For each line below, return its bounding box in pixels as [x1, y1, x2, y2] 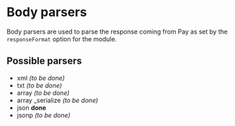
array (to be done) [16, 88, 70, 97]
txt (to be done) [16, 81, 63, 90]
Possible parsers [6, 55, 82, 67]
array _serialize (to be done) [16, 96, 99, 104]
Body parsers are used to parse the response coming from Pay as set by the [6, 27, 228, 36]
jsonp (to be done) [16, 111, 71, 119]
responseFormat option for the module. [6, 34, 118, 43]
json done [16, 103, 46, 112]
